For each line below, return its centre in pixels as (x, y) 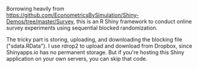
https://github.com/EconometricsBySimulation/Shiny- (72, 15)
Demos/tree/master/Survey (40, 21)
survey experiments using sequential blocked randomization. (82, 28)
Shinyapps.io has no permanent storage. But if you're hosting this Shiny (95, 52)
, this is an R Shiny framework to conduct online (133, 21)
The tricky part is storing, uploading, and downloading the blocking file (94, 39)
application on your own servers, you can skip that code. (77, 59)
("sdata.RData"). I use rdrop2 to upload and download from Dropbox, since (99, 46)
